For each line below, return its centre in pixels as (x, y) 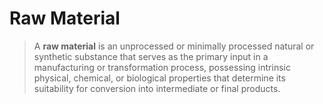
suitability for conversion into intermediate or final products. (157, 88)
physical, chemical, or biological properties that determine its (159, 78)
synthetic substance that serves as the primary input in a (151, 56)
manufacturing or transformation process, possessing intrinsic (162, 67)
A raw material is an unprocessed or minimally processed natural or (174, 46)
